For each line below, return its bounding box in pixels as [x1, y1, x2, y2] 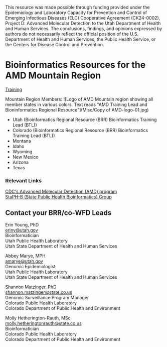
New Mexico [12, 154, 39, 160]
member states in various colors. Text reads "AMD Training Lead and [5, 101, 147, 107]
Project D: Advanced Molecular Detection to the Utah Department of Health [5, 20, 161, 26]
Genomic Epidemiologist [5, 264, 56, 270]
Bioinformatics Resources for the [5, 59, 146, 71]
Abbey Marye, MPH [5, 253, 46, 259]
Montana [12, 138, 31, 144]
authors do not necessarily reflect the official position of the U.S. [5, 31, 139, 37]
